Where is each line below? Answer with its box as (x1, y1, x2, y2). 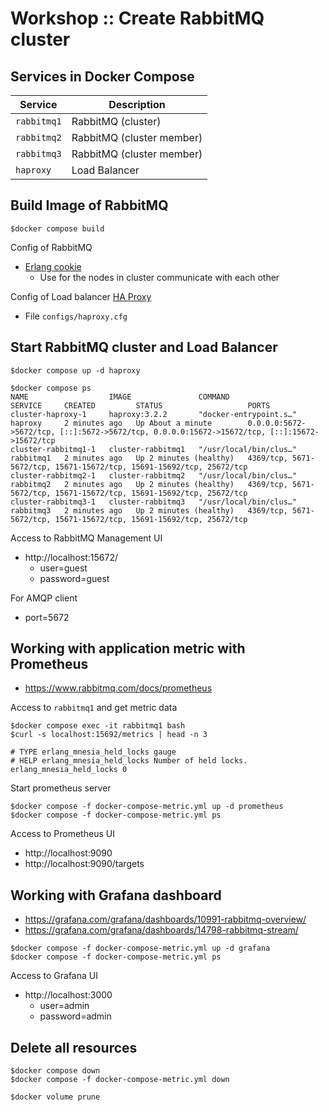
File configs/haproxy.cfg (24, 310, 128, 322)
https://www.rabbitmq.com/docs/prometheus (24, 682, 213, 694)
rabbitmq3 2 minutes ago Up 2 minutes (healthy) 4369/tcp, (10, 505, 288, 516)
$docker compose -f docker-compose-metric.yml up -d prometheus (10, 802, 284, 812)
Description (108, 98, 166, 111)
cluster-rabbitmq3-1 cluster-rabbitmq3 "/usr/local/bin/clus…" (10, 497, 298, 507)
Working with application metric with (10, 640, 246, 657)
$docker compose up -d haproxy (10, 365, 141, 376)
